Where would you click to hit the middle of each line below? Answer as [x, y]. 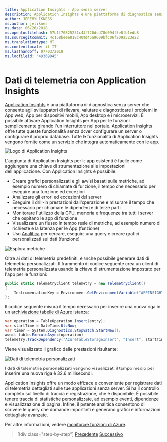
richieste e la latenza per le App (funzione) [56, 228]
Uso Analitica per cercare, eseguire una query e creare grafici [76, 234]
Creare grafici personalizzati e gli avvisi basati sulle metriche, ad [78, 181]
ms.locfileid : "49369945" [32, 56]
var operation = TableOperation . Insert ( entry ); [55, 321]
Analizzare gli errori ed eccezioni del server [57, 197]
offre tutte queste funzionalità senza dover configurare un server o [74, 131]
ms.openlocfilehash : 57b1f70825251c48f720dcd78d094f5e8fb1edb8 [72, 33]
